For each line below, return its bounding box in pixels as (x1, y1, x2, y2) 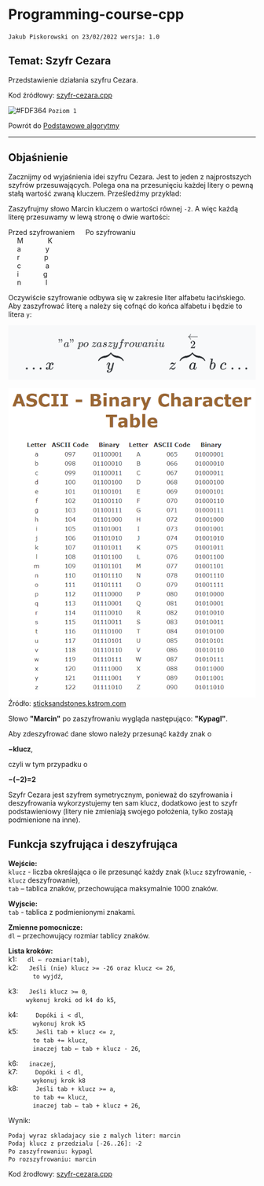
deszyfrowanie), (27, 875, 81, 885)
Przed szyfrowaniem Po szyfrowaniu (8, 227, 136, 237)
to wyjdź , (32, 971, 64, 980)
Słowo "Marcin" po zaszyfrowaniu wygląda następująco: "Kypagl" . (8, 714, 228, 723)
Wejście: (8, 858, 38, 868)
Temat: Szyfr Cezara (8, 54, 112, 68)
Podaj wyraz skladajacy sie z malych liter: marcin (8, 1132, 181, 1140)
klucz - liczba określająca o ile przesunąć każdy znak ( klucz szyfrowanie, (8, 867, 247, 876)
